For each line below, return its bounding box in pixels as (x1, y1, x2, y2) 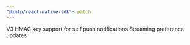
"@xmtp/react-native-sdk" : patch (6, 8, 91, 15)
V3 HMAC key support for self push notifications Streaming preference (6, 25, 185, 32)
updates (6, 31, 27, 39)
